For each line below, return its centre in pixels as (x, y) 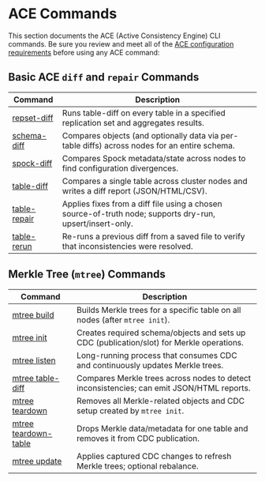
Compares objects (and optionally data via (140, 135)
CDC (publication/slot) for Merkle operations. (160, 342)
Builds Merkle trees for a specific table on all (159, 310)
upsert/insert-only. (98, 224)
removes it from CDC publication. (138, 438)
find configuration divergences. (120, 168)
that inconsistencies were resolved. (127, 246)
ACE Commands (63, 14)
